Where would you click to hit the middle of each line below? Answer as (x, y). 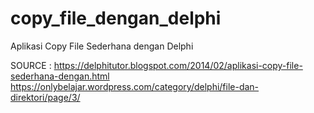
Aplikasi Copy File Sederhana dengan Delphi (102, 46)
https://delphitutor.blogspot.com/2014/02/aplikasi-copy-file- (178, 65)
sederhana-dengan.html (60, 76)
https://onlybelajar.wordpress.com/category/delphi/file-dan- (135, 86)
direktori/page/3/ (45, 97)
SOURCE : (31, 65)
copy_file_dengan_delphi (116, 18)
